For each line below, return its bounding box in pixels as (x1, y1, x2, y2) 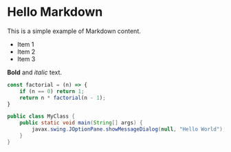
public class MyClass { (7, 113, 76, 120)
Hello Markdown (7, 4, 103, 20)
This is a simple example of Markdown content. (7, 27, 141, 35)
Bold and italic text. (7, 68, 63, 76)
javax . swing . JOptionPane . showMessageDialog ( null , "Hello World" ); (32, 126, 226, 133)
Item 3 (16, 54, 36, 63)
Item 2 (16, 47, 36, 56)
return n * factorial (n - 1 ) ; (19, 94, 107, 101)
